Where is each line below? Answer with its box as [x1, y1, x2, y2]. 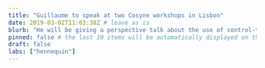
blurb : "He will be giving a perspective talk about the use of [8, 26, 224, 34]
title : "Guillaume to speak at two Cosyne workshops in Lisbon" [8, 11, 224, 20]
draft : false [8, 41, 51, 48]
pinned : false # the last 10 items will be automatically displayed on [8, 33, 248, 41]
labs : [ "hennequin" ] [8, 48, 77, 55]
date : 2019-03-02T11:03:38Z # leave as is [8, 19, 150, 27]
